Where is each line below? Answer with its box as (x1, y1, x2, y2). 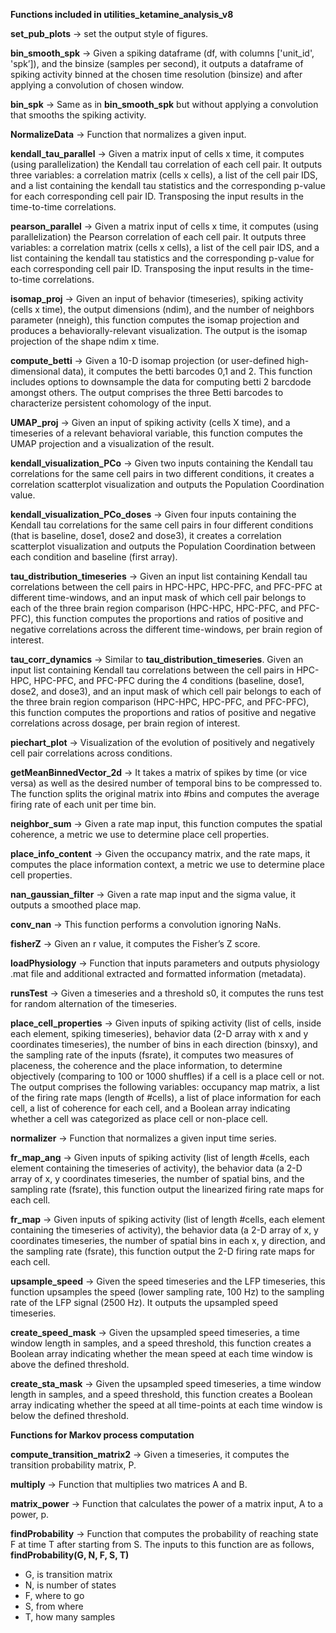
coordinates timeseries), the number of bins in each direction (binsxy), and (10, 1039, 318, 1050)
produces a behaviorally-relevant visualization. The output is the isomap (10, 325, 308, 336)
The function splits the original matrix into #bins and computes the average (10, 788, 320, 799)
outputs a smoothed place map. (10, 899, 142, 911)
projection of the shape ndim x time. (10, 335, 160, 347)
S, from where (24, 1600, 84, 1612)
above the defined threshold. (10, 1359, 130, 1370)
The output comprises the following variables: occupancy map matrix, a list (10, 1081, 320, 1093)
